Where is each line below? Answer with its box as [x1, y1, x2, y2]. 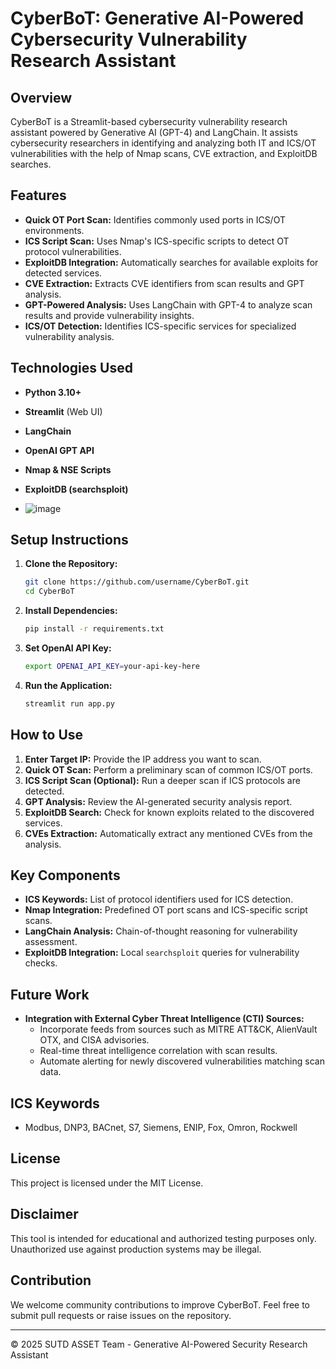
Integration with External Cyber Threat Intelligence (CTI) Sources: [24, 1013, 305, 1025]
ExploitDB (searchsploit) [24, 483, 129, 495]
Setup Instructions [10, 532, 129, 549]
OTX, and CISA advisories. [39, 1034, 150, 1046]
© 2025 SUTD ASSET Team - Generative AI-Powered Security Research [10, 1338, 308, 1350]
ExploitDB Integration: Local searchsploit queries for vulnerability [24, 947, 300, 959]
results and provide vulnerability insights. [24, 309, 195, 321]
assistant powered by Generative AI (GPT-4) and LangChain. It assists [10, 127, 298, 138]
